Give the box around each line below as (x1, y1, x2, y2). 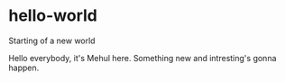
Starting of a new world (8, 35, 96, 46)
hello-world (8, 5, 98, 26)
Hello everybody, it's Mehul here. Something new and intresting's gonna (8, 52, 277, 63)
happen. (8, 62, 40, 73)
